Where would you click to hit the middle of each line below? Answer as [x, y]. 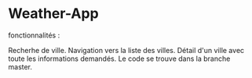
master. [20, 66]
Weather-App [54, 14]
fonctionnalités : [34, 35]
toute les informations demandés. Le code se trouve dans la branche [119, 58]
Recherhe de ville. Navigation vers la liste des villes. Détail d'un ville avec [126, 50]
